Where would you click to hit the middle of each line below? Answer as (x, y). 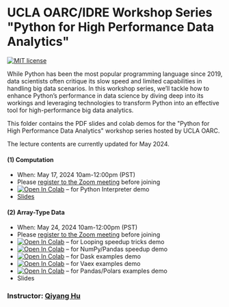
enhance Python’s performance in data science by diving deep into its (105, 95)
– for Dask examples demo (104, 256)
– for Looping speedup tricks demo (115, 242)
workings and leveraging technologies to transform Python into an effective (113, 103)
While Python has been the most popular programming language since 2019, (115, 74)
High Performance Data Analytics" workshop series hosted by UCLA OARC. (113, 131)
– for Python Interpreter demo (108, 189)
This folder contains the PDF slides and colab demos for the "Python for (108, 123)
